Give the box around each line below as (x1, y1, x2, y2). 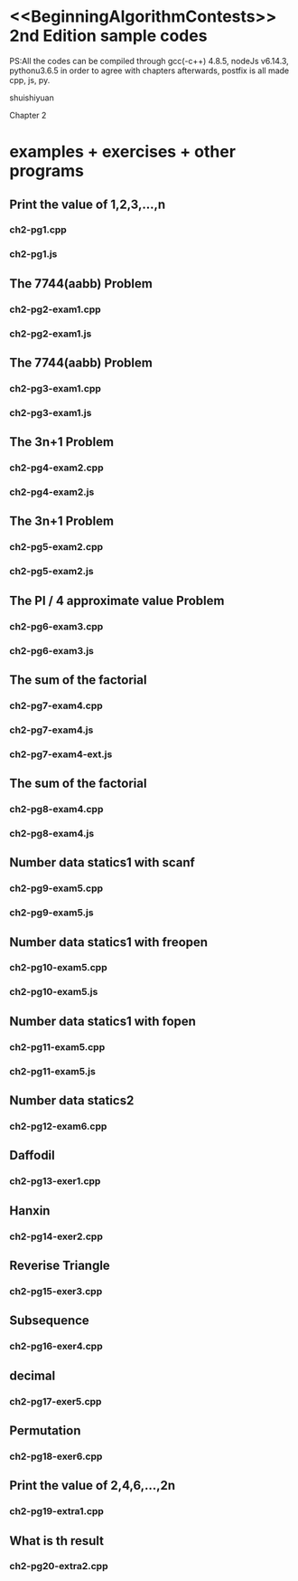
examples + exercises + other (9, 142, 237, 162)
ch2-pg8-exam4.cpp (9, 803, 104, 815)
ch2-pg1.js (9, 248, 58, 260)
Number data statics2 (9, 1093, 135, 1109)
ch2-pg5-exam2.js (9, 565, 94, 578)
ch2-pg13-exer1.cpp (9, 1175, 101, 1188)
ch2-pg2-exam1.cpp (9, 303, 101, 316)
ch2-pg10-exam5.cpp (9, 961, 107, 974)
